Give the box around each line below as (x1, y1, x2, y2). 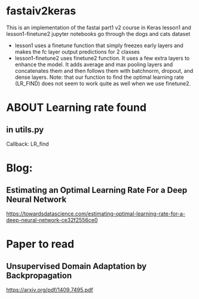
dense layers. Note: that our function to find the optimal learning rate (14, 73, 184, 81)
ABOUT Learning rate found (6, 101, 147, 115)
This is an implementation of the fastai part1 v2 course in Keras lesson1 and (6, 24, 191, 31)
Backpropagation (6, 270, 72, 280)
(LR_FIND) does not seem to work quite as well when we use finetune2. (14, 79, 191, 87)
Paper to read (6, 238, 75, 251)
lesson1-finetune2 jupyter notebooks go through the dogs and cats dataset (6, 30, 191, 37)
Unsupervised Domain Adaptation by (6, 261, 147, 271)
